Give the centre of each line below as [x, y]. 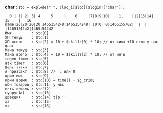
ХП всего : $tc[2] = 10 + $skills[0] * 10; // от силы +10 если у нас [82, 42]
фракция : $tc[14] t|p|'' [36, 97]
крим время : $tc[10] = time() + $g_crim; [50, 80]
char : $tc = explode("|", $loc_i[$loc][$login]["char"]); [65, 7]
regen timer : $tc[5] [27, 59]
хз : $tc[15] [28, 102]
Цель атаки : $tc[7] [27, 68]
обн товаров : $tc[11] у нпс [35, 85]
